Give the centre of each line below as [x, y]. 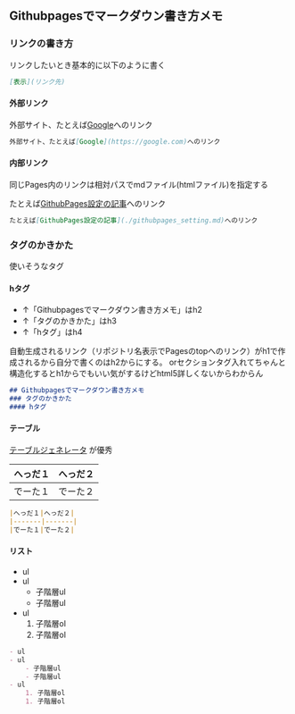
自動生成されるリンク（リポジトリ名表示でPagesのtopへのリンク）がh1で [143, 351]
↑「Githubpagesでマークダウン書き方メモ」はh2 [112, 310]
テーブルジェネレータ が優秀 [61, 450]
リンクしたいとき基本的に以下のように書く [87, 64]
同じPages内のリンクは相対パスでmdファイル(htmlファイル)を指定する [139, 184]
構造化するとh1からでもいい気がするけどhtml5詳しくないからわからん [136, 374]
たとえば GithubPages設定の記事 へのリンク [88, 203]
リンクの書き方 [41, 44]
